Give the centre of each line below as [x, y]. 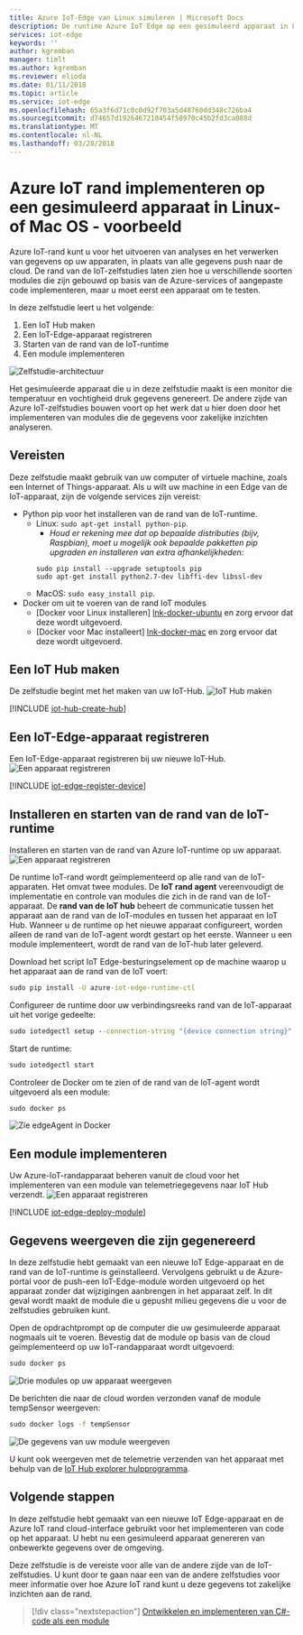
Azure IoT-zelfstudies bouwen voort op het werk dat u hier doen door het [145, 408]
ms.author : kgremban [48, 69]
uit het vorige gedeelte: [53, 1014]
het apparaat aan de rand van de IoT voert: [89, 971]
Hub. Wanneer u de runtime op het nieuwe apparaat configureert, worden [146, 925]
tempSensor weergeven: [55, 1408]
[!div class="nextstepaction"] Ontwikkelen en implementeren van [152, 1611]
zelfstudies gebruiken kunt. [60, 1310]
